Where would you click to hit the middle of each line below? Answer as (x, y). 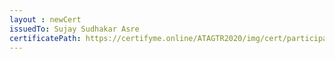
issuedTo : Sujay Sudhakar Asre (74, 29)
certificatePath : (45, 38)
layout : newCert (45, 19)
